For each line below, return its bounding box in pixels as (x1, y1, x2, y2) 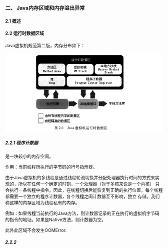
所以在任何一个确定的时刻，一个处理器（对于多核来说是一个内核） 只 (18, 181, 160, 187)
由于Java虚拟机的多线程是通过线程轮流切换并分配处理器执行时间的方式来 (5, 175, 155, 181)
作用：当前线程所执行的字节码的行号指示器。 (5, 164, 97, 170)
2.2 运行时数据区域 (5, 30, 44, 36)
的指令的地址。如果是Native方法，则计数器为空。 (5, 217, 106, 223)
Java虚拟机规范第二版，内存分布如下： (5, 42, 85, 48)
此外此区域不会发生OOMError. (5, 227, 66, 233)
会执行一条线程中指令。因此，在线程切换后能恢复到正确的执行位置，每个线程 (5, 187, 163, 193)
